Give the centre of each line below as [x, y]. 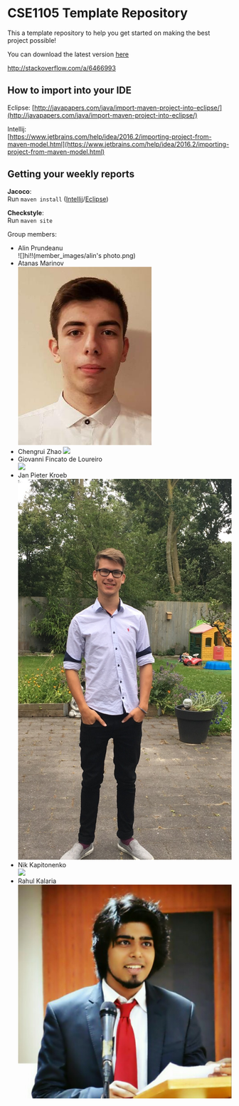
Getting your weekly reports [71, 174]
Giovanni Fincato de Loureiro [60, 459]
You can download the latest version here [68, 54]
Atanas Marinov [41, 263]
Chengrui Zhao [39, 451]
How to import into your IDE [69, 91]
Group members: [32, 234]
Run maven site [30, 220]
